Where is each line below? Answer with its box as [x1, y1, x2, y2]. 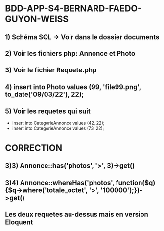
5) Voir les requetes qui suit [5, 107, 91, 115]
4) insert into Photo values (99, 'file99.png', [5, 83, 141, 91]
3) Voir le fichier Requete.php [5, 66, 97, 74]
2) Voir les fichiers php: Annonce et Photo [5, 49, 136, 58]
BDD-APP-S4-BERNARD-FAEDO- [5, 3, 142, 14]
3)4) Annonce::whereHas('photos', [5, 178, 115, 186]
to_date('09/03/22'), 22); [5, 90, 84, 98]
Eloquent [5, 218, 33, 226]
